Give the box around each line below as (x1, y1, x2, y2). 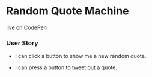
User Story (6, 39, 38, 47)
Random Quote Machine (6, 4, 129, 18)
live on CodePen (6, 24, 47, 31)
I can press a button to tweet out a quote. (14, 64, 117, 71)
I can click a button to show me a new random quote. (14, 53, 147, 60)
